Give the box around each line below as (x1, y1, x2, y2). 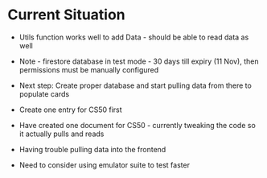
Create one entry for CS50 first (18, 105, 122, 114)
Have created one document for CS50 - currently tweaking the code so (18, 120, 257, 130)
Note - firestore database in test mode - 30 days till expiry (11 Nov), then (18, 56, 259, 66)
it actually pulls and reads (18, 129, 105, 139)
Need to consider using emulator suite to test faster (18, 159, 191, 170)
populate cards (18, 89, 70, 98)
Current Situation (7, 6, 125, 24)
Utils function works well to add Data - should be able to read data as (18, 32, 249, 42)
